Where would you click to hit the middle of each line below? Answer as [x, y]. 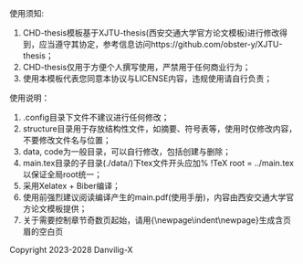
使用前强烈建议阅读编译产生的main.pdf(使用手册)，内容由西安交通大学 [154, 197]
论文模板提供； [59, 209]
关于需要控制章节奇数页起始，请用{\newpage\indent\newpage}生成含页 [157, 220]
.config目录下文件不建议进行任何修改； [96, 117]
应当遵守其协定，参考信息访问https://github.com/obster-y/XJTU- [161, 44]
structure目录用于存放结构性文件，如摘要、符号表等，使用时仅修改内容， [160, 129]
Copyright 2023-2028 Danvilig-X [72, 250]
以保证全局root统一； [63, 174]
